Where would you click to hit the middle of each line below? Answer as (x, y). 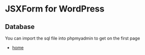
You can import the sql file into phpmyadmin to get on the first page (72, 38)
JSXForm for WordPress (55, 9)
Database (20, 27)
